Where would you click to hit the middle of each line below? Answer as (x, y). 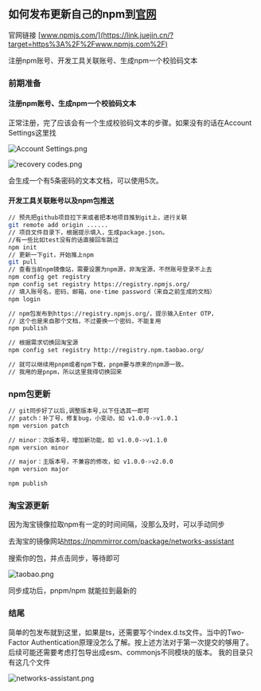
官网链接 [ (25, 35)
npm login (25, 299)
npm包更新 (29, 394)
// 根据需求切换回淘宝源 (43, 343)
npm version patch (39, 426)
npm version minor (39, 448)
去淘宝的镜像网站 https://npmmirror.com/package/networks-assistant (121, 541)
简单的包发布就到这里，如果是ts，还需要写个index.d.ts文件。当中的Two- (127, 632)
